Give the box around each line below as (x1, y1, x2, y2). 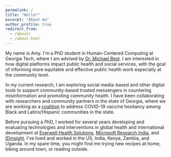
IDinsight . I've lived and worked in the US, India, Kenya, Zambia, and (5, 135, 150, 141)
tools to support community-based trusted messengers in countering (5, 87, 151, 93)
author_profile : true (5, 21, 52, 27)
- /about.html (10, 36, 40, 41)
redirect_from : (5, 27, 38, 32)
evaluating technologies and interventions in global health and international (5, 124, 164, 130)
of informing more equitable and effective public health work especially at (5, 66, 162, 72)
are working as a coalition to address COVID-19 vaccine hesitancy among (5, 103, 161, 109)
